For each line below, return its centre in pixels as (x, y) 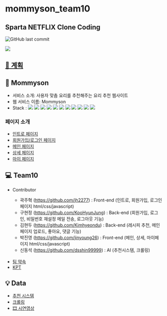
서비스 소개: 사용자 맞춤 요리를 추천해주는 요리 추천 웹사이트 (70, 95)
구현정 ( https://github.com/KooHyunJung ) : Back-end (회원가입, (84, 212)
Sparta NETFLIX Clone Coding (53, 27)
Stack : (19, 108)
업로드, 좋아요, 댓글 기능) (57, 231)
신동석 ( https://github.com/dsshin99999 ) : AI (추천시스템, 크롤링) (85, 250)
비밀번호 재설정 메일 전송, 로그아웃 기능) (65, 219)
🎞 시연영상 (23, 308)
